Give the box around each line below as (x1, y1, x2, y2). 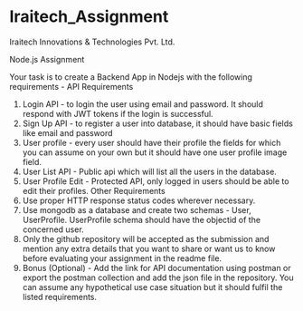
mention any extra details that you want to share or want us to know (22, 243, 276, 254)
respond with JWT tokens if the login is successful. (22, 108, 214, 119)
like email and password (22, 127, 113, 138)
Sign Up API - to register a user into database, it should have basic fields (22, 118, 294, 129)
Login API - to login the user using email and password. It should (22, 98, 264, 110)
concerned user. (22, 224, 84, 235)
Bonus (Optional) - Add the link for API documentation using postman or (22, 262, 291, 273)
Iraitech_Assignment (9, 6, 169, 27)
